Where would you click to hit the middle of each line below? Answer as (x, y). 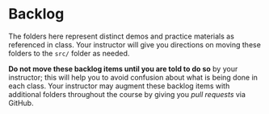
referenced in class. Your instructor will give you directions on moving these (134, 44)
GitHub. (21, 103)
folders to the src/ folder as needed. (69, 53)
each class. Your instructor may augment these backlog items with (119, 86)
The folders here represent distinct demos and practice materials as (121, 36)
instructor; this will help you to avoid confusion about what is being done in (133, 77)
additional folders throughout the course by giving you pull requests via (127, 94)
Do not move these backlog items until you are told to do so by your (123, 68)
